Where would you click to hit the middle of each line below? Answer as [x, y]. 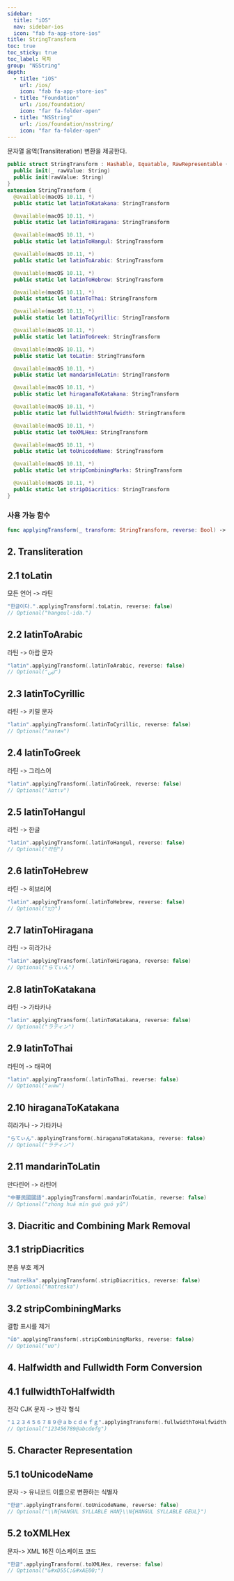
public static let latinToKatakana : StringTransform [92, 203]
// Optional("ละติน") [36, 1086]
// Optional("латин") [39, 731]
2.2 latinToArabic [45, 635]
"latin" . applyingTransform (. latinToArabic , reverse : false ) [96, 666]
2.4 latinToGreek [44, 753]
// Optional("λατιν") [39, 790]
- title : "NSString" [43, 117]
